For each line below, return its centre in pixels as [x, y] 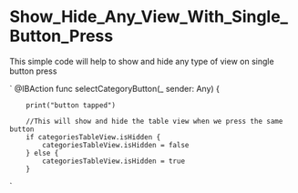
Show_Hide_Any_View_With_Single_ [149, 17]
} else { [42, 153]
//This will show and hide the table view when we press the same [154, 121]
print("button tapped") [71, 105]
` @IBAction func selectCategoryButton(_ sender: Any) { [115, 88]
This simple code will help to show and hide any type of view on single [142, 61]
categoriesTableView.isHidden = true [113, 161]
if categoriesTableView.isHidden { [93, 137]
